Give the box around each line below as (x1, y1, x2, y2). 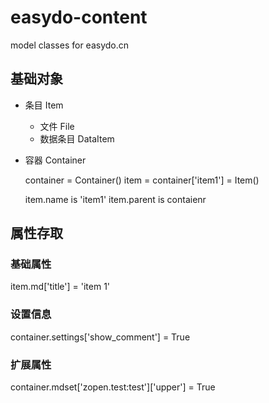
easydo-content (10, 6, 148, 29)
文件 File (39, 120, 75, 132)
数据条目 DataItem (39, 132, 115, 145)
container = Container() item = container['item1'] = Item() (24, 174, 260, 186)
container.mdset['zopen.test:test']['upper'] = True (10, 381, 216, 393)
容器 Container (24, 154, 87, 166)
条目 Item (24, 99, 64, 111)
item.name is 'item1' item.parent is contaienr (24, 193, 207, 205)
